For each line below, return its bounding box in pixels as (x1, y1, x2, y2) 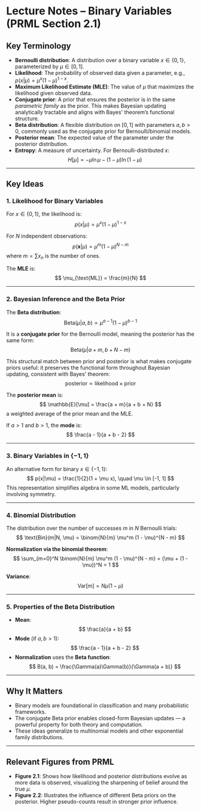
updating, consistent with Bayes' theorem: (6, 370, 110, 378)
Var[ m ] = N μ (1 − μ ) (77, 582, 124, 589)
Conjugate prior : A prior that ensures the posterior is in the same (14, 96, 175, 103)
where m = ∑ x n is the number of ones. (6, 252, 100, 261)
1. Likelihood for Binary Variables (6, 196, 103, 205)
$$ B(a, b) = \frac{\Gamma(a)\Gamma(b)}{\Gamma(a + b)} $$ (29, 663, 181, 670)
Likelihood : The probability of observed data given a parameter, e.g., (14, 69, 185, 76)
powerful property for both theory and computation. (14, 721, 144, 728)
